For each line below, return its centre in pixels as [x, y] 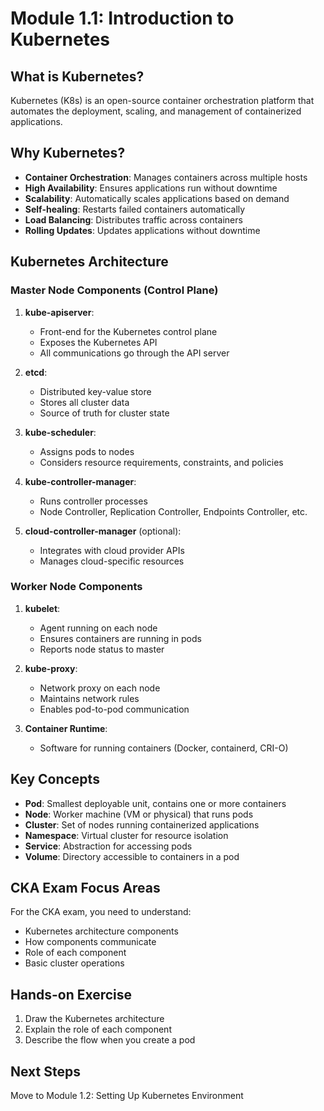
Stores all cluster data [84, 402]
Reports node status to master [102, 649]
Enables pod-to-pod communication [114, 709]
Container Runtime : [66, 728]
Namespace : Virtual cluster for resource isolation [126, 835]
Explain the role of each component [98, 1029]
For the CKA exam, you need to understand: [101, 912]
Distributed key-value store [95, 391]
